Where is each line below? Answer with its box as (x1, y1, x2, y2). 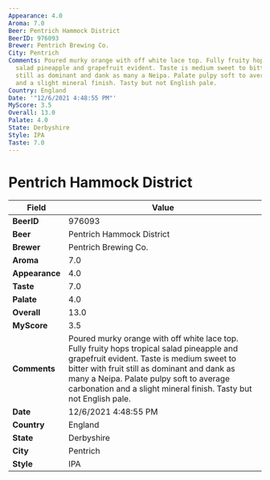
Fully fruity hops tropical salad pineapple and (67, 343, 239, 354)
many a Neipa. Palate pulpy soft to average (67, 373, 231, 384)
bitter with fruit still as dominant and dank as (67, 363, 235, 374)
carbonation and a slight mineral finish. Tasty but (67, 383, 252, 394)
